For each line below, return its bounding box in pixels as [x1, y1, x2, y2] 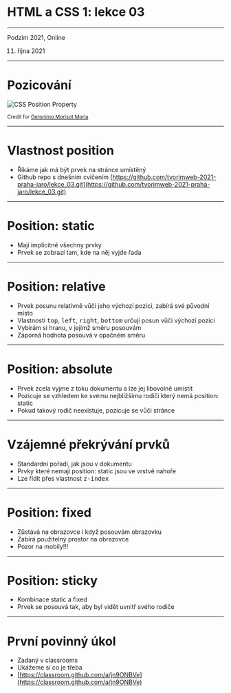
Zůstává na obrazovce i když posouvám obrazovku [16, 528, 162, 536]
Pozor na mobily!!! [16, 542, 69, 550]
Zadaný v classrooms [16, 656, 78, 665]
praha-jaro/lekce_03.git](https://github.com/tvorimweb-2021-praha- [16, 180, 210, 188]
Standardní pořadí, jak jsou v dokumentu [16, 459, 132, 468]
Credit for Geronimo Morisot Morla [7, 113, 89, 121]
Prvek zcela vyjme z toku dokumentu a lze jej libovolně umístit [16, 384, 193, 393]
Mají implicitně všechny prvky [16, 240, 102, 249]
